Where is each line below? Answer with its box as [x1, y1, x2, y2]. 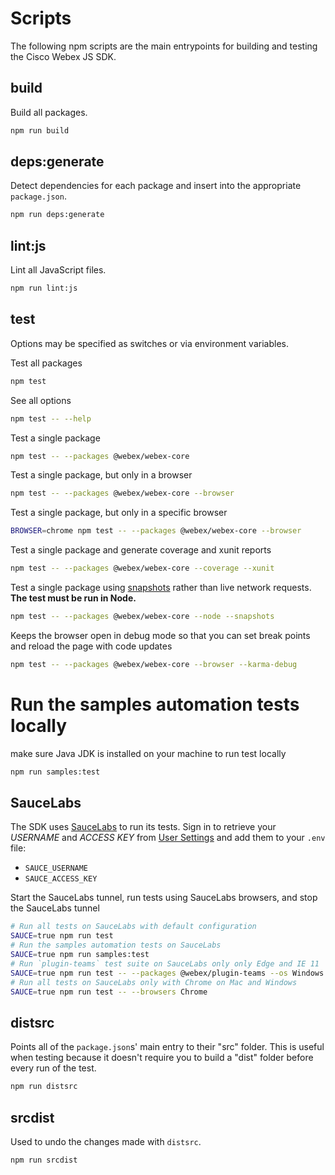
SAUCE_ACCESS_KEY [24, 874, 98, 884]
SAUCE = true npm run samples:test [10, 950, 150, 960]
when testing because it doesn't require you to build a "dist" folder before [10, 1052, 314, 1064]
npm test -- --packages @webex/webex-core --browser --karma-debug [10, 659, 298, 669]
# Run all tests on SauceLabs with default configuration [10, 922, 257, 932]
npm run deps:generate [10, 210, 105, 220]
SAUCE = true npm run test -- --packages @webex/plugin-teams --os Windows [10, 968, 325, 978]
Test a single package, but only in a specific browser [10, 507, 228, 519]
